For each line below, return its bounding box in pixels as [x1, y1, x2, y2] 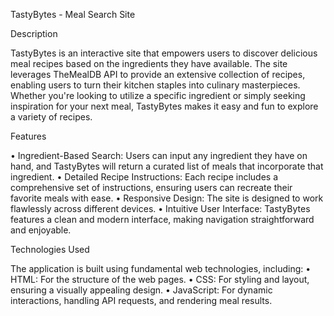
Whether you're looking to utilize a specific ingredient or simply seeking [10, 90, 306, 101]
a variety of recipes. [10, 111, 93, 123]
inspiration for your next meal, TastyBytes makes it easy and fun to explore [10, 100, 319, 112]
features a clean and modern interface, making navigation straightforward [10, 214, 315, 225]
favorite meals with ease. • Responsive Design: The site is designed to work [10, 192, 324, 204]
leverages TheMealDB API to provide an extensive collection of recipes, [10, 69, 306, 80]
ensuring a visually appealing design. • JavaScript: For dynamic [10, 284, 273, 296]
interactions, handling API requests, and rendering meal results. [10, 295, 273, 306]
